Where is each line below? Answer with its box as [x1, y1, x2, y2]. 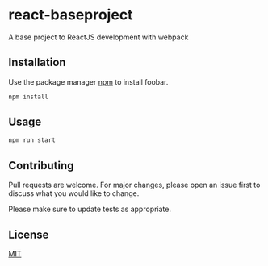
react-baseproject [8, 6, 133, 24]
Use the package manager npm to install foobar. [8, 77, 169, 86]
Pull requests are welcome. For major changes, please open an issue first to [8, 180, 261, 190]
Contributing [8, 159, 74, 172]
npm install [8, 93, 48, 101]
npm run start [8, 136, 57, 144]
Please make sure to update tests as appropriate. [8, 204, 172, 214]
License [8, 227, 49, 241]
